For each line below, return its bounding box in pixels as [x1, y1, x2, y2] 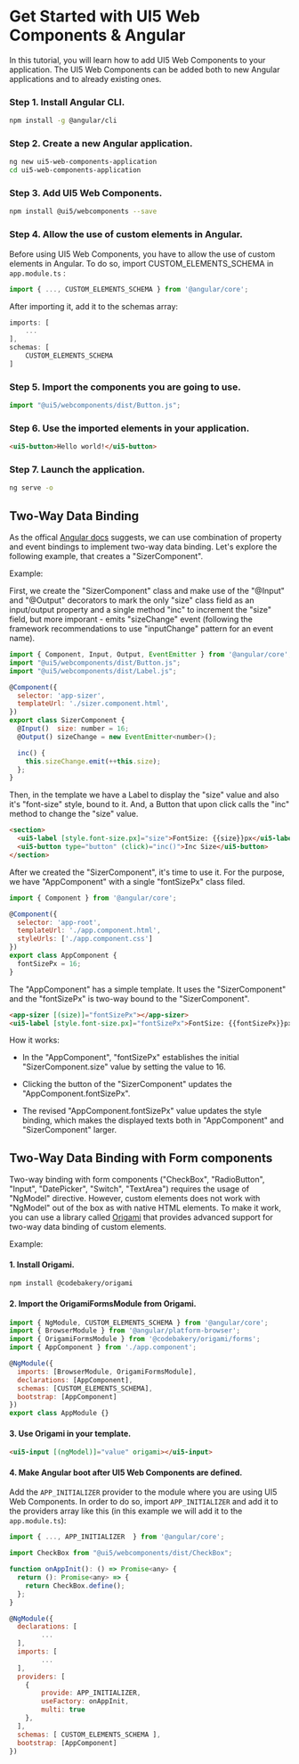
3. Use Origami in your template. [9, 1428, 132, 1438]
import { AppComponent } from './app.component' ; [9, 1343, 198, 1352]
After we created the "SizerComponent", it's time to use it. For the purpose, [9, 867, 285, 878]
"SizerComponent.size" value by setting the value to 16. [21, 1061, 227, 1072]
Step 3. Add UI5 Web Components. [9, 187, 163, 200]
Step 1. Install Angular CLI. [9, 95, 125, 108]
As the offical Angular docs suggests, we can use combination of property [9, 532, 282, 543]
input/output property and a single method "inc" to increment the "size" [9, 605, 271, 615]
